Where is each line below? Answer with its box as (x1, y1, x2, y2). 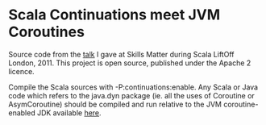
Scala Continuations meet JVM (8, 6, 220, 24)
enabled (8, 107, 35, 118)
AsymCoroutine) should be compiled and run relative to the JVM (8, 99, 222, 109)
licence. (8, 66, 35, 76)
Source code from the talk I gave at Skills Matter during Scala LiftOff (8, 49, 235, 59)
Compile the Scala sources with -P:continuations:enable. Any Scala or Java (8, 82, 259, 92)
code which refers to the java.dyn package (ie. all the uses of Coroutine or (8, 90, 256, 100)
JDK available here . (36, 107, 102, 118)
